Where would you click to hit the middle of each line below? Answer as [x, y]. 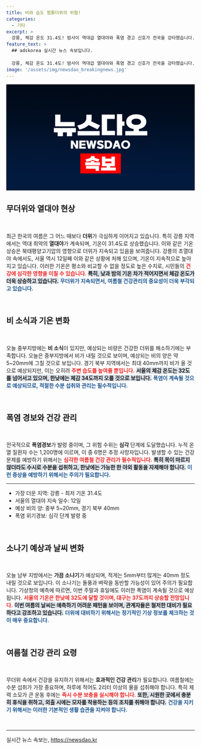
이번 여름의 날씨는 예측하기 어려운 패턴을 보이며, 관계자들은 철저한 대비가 [98, 605]
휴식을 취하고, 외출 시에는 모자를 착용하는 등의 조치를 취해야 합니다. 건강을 [98, 702]
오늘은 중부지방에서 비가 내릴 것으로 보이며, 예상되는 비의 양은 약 [103, 355]
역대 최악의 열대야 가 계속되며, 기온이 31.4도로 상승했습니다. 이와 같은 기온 [107, 243]
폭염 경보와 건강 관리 [42, 418]
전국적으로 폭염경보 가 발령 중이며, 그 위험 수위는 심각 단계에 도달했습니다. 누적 [97, 445]
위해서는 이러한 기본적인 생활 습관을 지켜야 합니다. [70, 710]
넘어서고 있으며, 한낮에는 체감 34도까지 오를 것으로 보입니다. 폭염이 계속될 [98, 378]
